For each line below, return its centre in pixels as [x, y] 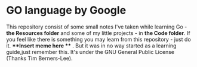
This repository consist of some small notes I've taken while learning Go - [97, 27]
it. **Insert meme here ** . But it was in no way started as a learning [91, 46]
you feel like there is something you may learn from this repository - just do [98, 39]
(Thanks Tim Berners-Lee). [39, 58]
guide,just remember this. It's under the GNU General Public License [90, 52]
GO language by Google [66, 10]
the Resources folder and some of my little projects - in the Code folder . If [98, 33]
